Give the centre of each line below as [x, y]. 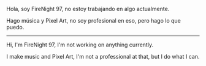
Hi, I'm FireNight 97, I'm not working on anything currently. [80, 45]
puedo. [15, 27]
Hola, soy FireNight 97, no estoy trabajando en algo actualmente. [88, 9]
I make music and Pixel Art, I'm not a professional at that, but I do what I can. [103, 57]
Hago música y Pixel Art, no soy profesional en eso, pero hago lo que [93, 20]
